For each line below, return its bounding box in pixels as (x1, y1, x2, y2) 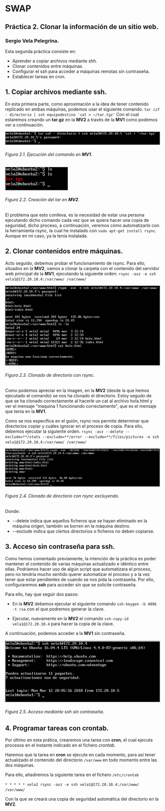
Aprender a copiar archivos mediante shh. (12, 58, 97, 64)
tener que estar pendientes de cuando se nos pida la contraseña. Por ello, (5, 576, 155, 582)
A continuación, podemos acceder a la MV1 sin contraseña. (5, 630, 126, 636)
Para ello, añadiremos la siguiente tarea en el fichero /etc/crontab (5, 772, 139, 778)
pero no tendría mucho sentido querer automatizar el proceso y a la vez (5, 571, 150, 577)
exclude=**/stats (5, 434, 41, 439)
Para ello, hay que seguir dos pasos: (5, 591, 79, 597)
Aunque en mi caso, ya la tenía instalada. (5, 233, 88, 239)
